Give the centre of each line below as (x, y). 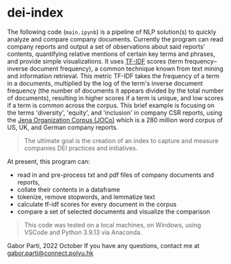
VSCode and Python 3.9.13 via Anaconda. (83, 232)
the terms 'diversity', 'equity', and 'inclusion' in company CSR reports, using (115, 113)
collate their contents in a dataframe (69, 189)
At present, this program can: (49, 161)
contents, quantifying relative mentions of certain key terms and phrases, (111, 54)
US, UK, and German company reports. (63, 127)
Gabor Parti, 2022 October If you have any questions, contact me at (103, 245)
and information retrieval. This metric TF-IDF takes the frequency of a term (113, 76)
